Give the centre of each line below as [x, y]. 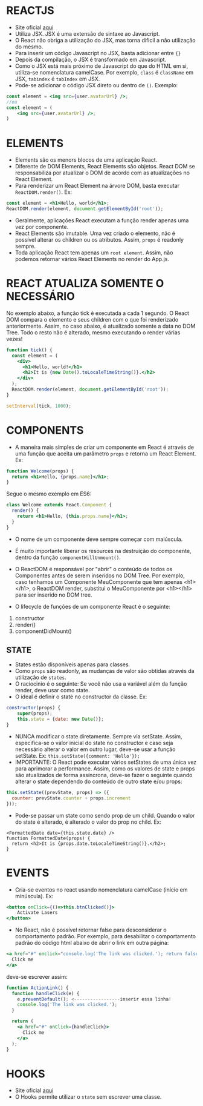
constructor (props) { [34, 708]
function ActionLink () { [37, 988]
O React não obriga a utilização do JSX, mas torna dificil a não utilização [105, 40]
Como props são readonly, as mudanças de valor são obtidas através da [105, 671]
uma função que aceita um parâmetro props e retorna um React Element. [105, 453]
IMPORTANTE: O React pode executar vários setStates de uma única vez [106, 762]
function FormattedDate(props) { [48, 838]
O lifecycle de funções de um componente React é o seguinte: [92, 606]
